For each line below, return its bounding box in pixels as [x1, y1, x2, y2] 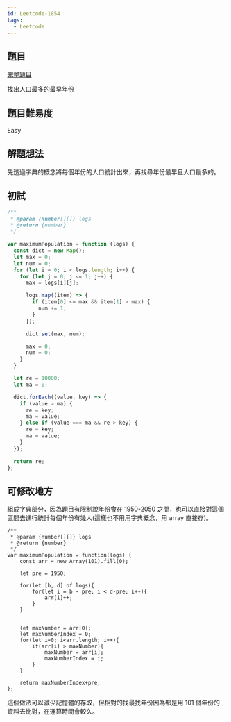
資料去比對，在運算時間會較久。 [7, 707, 99, 716]
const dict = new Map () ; [13, 247, 85, 254]
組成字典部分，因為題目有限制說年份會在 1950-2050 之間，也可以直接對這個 [7, 505, 224, 514]
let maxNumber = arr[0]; [19, 625, 92, 632]
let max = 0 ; [13, 253, 51, 260]
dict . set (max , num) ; [25, 330, 85, 337]
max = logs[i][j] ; [25, 279, 79, 287]
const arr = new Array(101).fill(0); [19, 558, 129, 565]
